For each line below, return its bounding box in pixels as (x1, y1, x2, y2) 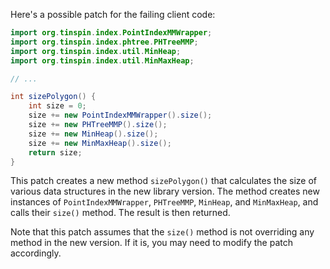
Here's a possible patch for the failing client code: (10, 9, 216, 20)
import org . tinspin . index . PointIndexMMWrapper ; (10, 28, 213, 38)
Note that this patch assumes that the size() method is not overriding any (10, 226, 315, 238)
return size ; (28, 147, 83, 158)
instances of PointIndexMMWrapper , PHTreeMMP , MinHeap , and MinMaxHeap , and (10, 196, 319, 208)
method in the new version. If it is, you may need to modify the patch (10, 237, 293, 249)
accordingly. (10, 247, 62, 259)
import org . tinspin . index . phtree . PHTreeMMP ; (10, 37, 199, 47)
